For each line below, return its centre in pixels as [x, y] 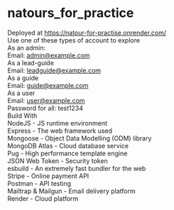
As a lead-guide [31, 62]
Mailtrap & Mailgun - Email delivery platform [72, 191]
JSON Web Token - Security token [58, 160]
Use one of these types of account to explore [74, 40]
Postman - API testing [39, 183]
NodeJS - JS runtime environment [58, 123]
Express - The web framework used [60, 131]
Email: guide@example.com [48, 85]
